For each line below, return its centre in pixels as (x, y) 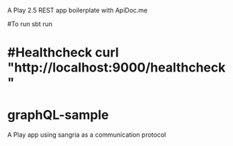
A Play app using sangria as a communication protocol (87, 135)
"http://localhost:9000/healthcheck (116, 68)
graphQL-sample (58, 115)
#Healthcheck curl (63, 53)
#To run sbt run (30, 24)
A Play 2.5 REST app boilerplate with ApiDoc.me (78, 10)
